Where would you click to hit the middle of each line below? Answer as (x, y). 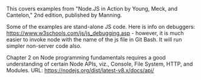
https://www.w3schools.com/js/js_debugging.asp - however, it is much (95, 33)
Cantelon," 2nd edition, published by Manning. (64, 15)
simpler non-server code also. (44, 46)
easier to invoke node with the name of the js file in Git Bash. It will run (94, 39)
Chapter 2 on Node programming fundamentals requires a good (86, 57)
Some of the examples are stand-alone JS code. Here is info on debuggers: (101, 27)
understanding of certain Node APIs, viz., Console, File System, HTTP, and (100, 64)
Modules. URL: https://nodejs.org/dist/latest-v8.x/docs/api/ (80, 70)
